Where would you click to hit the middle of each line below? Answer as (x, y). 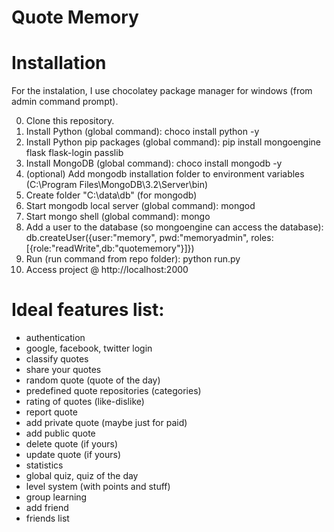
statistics (44, 465)
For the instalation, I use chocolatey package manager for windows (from (162, 91)
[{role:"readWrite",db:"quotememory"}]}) (110, 248)
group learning (56, 497)
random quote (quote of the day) (93, 380)
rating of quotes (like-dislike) (85, 402)
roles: (262, 238)
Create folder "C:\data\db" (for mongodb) (111, 195)
